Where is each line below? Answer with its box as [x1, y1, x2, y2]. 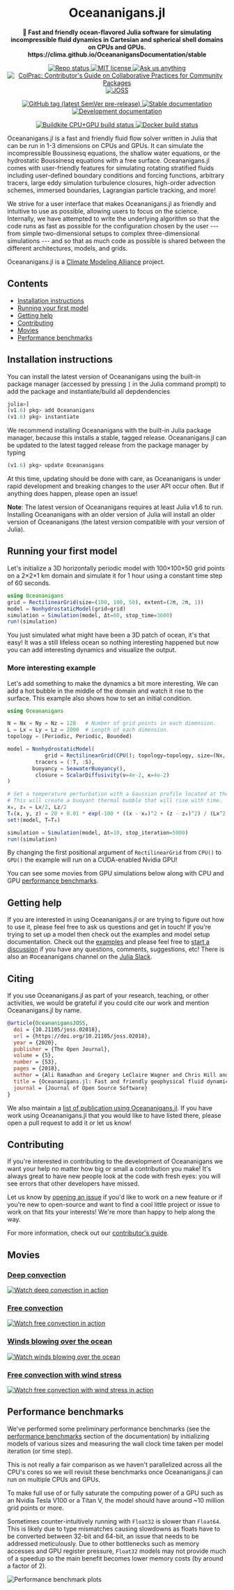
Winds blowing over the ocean [7, 1337, 113, 1346]
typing [7, 448, 26, 457]
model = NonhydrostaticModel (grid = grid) [7, 605, 127, 612]
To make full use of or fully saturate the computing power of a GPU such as [7, 1489, 224, 1497]
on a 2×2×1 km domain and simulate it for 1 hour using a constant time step [7, 571, 223, 580]
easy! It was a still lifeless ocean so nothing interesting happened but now [7, 638, 219, 647]
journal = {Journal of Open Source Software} [13, 1084, 148, 1091]
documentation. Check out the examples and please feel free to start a [7, 938, 210, 946]
